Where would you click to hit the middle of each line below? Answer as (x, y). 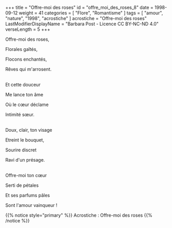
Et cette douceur (23, 85)
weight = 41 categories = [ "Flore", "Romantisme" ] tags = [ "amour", (91, 13)
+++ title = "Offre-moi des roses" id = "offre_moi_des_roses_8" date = (80, 7)
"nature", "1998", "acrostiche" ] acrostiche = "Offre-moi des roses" (76, 18)
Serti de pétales (22, 185)
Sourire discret (21, 150)
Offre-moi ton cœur (26, 175)
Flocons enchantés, (26, 59)
